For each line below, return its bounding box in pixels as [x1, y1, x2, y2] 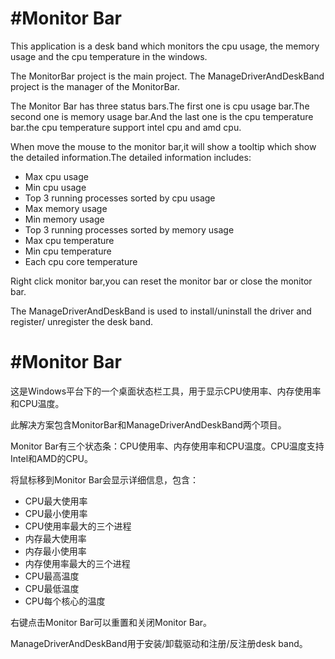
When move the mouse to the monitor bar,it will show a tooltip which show [10, 140, 317, 152]
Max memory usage [24, 202, 108, 214]
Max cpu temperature [24, 234, 115, 246]
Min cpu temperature [24, 245, 112, 257]
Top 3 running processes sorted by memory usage [24, 223, 235, 236]
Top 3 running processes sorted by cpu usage [24, 192, 216, 204]
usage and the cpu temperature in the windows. [10, 50, 208, 62]
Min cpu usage [24, 181, 87, 193]
